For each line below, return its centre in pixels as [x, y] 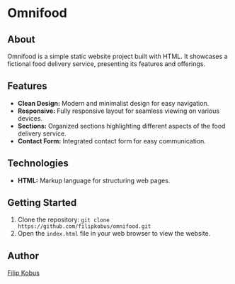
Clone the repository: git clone [63, 220]
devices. [30, 118]
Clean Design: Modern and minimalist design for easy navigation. [113, 103]
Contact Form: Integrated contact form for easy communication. [112, 141]
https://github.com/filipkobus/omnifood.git [84, 226]
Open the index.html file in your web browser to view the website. [114, 234]
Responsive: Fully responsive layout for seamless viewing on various [119, 111]
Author [23, 256]
